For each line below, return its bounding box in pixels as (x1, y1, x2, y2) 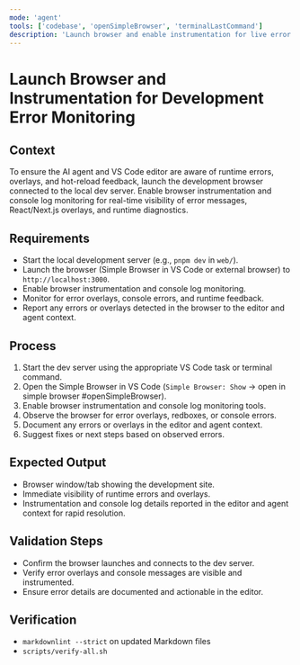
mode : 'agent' (9, 13, 63, 22)
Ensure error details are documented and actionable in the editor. (22, 586, 263, 597)
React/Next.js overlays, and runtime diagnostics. (9, 204, 189, 216)
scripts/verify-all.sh (22, 647, 108, 657)
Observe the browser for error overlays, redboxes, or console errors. (22, 410, 277, 420)
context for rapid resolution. (22, 508, 126, 518)
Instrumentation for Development (9, 87, 264, 108)
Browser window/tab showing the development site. (22, 479, 216, 490)
